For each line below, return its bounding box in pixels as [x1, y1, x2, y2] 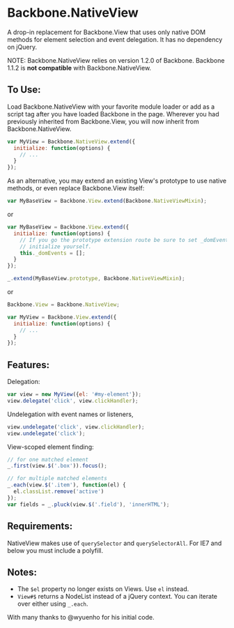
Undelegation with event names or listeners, [7, 410, 134, 418]
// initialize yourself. [19, 243, 92, 250]
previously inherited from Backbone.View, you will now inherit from [7, 117, 200, 125]
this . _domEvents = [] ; [19, 250, 86, 256]
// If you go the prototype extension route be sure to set [19, 236, 198, 243]
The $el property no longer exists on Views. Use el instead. [17, 585, 189, 593]
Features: [7, 359, 50, 371]
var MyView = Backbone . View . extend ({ [7, 314, 117, 321]
